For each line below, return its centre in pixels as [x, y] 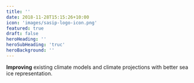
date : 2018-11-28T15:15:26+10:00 [48, 17]
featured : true [25, 28]
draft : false [22, 34]
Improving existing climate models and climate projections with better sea [97, 67]
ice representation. [29, 73]
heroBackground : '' [30, 50]
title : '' [19, 12]
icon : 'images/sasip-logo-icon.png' [52, 23]
